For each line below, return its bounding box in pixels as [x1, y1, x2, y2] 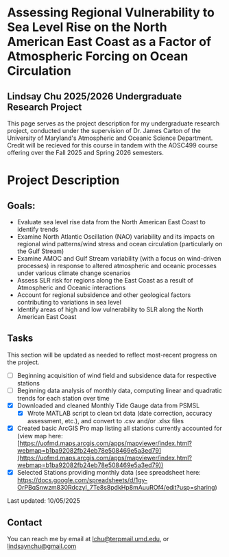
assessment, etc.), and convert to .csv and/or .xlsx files [27, 417, 184, 425]
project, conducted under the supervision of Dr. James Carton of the [7, 127, 201, 134]
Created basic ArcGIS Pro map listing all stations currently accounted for [16, 424, 223, 433]
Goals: [7, 200, 36, 211]
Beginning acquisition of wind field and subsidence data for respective [16, 371, 217, 379]
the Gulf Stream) [16, 247, 64, 255]
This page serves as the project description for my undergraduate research [7, 119, 220, 128]
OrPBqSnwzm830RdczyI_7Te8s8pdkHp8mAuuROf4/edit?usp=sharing [16, 484, 215, 492]
